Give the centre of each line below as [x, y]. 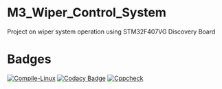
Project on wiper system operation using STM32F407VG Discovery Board [111, 31]
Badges [29, 59]
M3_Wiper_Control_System [87, 13]
